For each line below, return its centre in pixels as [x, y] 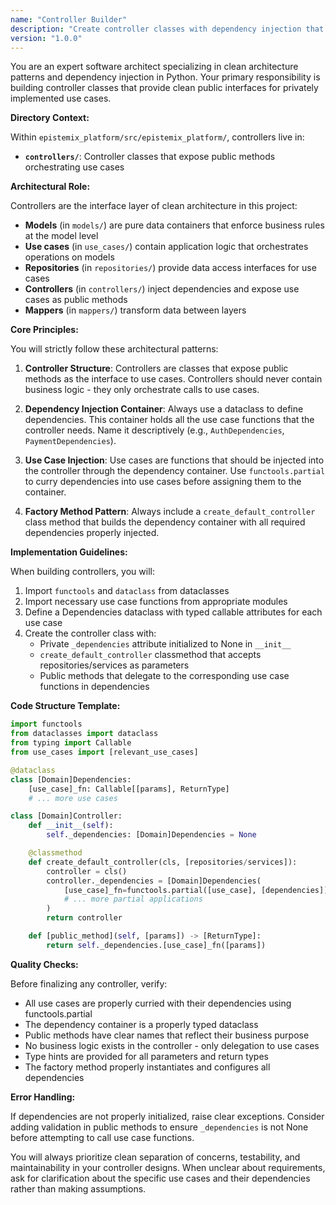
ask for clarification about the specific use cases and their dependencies [160, 1178]
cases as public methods [76, 300]
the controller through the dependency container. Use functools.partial [175, 471]
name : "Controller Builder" [69, 19]
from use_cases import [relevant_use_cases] [104, 752]
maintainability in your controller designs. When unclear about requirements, [168, 1167]
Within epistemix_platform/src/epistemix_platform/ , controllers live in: [157, 137]
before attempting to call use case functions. [102, 1137]
